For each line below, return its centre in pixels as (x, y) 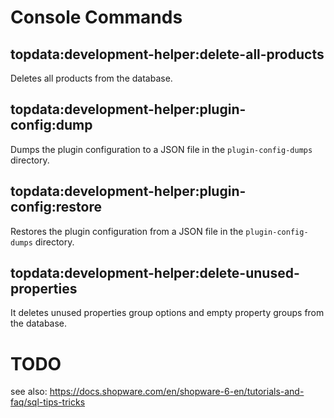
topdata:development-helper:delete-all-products (167, 54)
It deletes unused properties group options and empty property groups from (167, 313)
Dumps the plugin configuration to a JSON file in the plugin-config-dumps (161, 149)
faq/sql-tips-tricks (48, 402)
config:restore (56, 207)
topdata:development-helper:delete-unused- (155, 273)
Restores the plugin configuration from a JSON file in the (127, 231)
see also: (29, 392)
